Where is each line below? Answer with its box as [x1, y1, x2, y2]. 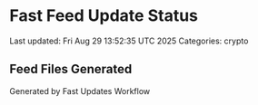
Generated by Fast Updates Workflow [9, 85, 151, 96]
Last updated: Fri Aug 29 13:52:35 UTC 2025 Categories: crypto [9, 35, 249, 46]
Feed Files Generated [9, 62, 133, 77]
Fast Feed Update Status [9, 5, 198, 26]
